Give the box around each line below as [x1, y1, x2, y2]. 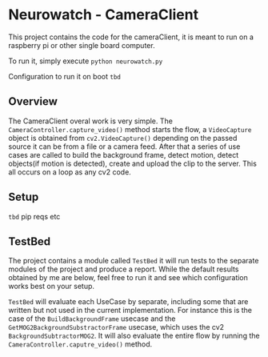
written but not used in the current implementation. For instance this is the [8, 306, 253, 315]
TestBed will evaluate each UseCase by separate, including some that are [8, 297, 249, 307]
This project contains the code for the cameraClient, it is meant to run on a [8, 32, 254, 42]
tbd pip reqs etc [8, 211, 61, 221]
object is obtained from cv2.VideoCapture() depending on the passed [8, 133, 238, 142]
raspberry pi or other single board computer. [8, 40, 155, 50]
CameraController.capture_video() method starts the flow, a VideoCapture [8, 124, 252, 134]
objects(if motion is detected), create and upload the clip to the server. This [8, 158, 258, 168]
